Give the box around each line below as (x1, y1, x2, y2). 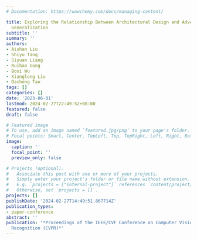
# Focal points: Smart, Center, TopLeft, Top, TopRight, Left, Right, (6, 133, 182, 139)
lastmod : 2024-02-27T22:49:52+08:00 (6, 101, 96, 107)
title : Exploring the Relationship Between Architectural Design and (6, 19, 180, 25)
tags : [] (6, 84, 28, 91)
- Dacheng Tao (6, 79, 41, 85)
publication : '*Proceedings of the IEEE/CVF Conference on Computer (6, 220, 177, 226)
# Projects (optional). (6, 165, 64, 172)
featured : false (6, 106, 46, 112)
